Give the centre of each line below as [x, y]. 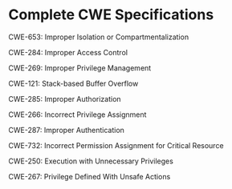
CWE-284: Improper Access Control [68, 52]
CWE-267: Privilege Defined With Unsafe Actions [90, 176]
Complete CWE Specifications [111, 15]
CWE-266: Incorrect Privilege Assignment [77, 115]
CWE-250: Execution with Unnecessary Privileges [91, 161]
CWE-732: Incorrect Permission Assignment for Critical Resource [116, 145]
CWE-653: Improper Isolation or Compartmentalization [99, 37]
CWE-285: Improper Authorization [65, 99]
